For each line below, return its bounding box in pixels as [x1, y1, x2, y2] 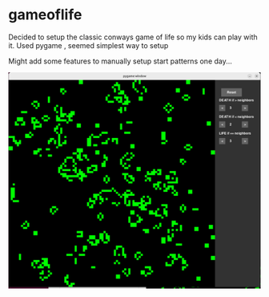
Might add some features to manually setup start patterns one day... [8, 56, 232, 66]
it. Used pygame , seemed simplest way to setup [8, 40, 169, 50]
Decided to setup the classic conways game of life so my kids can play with [8, 32, 258, 42]
